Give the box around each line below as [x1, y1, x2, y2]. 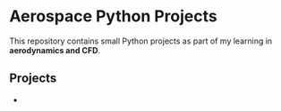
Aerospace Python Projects [9, 6, 217, 27]
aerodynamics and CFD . [9, 44, 101, 55]
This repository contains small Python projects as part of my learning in [9, 36, 273, 46]
